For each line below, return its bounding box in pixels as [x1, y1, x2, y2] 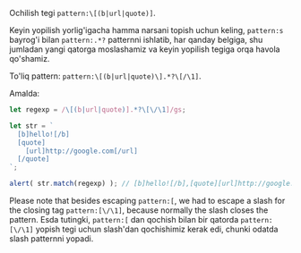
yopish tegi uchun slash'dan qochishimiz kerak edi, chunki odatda [35, 223, 279, 234]
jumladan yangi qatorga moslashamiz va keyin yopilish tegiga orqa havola [9, 44, 280, 55]
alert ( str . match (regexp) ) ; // [9, 179, 130, 189]
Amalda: [9, 89, 40, 98]
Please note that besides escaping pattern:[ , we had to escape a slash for [9, 196, 286, 206]
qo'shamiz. [9, 54, 50, 63]
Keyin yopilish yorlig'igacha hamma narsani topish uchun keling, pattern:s [9, 25, 284, 35]
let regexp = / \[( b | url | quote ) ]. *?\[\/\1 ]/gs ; [9, 105, 186, 114]
